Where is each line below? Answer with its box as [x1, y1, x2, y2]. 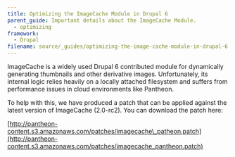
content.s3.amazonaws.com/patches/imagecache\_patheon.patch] [7, 127, 202, 135]
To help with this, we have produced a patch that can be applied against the [7, 99, 227, 106]
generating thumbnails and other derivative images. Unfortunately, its [7, 70, 208, 78]
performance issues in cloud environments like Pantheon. [7, 85, 174, 93]
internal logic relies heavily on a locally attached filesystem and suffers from [7, 77, 228, 85]
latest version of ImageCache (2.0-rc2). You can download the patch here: [7, 106, 223, 114]
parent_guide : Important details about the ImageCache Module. [7, 17, 197, 24]
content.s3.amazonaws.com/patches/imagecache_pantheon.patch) [7, 142, 203, 150]
